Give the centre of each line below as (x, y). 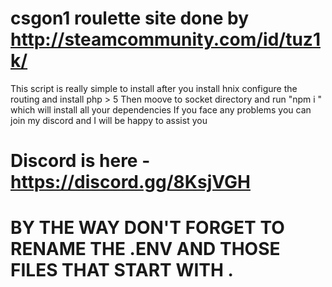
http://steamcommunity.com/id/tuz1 (165, 39)
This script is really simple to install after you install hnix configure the (154, 88)
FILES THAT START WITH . (122, 270)
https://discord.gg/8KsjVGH (130, 182)
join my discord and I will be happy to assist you (109, 120)
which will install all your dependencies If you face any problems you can (161, 109)
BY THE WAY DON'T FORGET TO (147, 228)
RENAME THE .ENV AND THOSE (145, 249)
